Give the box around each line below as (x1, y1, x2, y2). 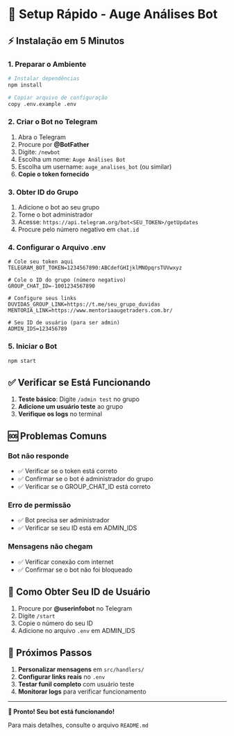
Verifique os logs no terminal (17, 410, 103, 418)
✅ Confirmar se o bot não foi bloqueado (17, 565, 133, 574)
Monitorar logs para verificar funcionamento (17, 687, 147, 696)
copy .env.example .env (8, 100, 77, 107)
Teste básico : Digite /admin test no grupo (17, 395, 140, 403)
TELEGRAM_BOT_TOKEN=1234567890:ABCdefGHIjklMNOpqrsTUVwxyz (8, 265, 183, 272)
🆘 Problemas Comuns (8, 430, 107, 441)
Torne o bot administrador (17, 210, 93, 219)
